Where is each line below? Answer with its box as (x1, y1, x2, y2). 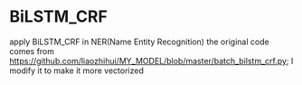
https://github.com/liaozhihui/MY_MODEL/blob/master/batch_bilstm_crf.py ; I (9, 55, 294, 66)
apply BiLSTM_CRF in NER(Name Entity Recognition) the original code (9, 36, 269, 47)
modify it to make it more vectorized (9, 65, 145, 76)
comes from (9, 45, 55, 56)
